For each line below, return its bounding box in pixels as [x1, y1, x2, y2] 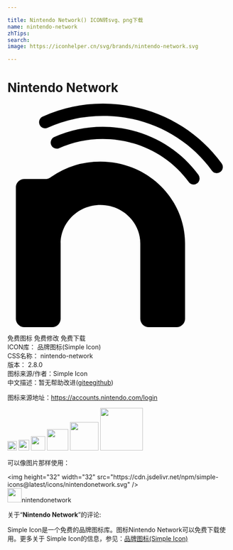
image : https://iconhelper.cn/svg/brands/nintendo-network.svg [7, 43, 199, 50]
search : [7, 36, 31, 43]
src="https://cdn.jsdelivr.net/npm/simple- [97, 473, 219, 481]
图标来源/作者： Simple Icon [7, 370, 88, 378]
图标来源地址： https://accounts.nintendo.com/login [7, 393, 158, 402]
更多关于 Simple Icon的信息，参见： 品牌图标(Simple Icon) [19, 534, 188, 543]
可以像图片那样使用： [7, 458, 70, 467]
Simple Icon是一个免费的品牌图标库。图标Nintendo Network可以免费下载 [7, 526, 220, 534]
